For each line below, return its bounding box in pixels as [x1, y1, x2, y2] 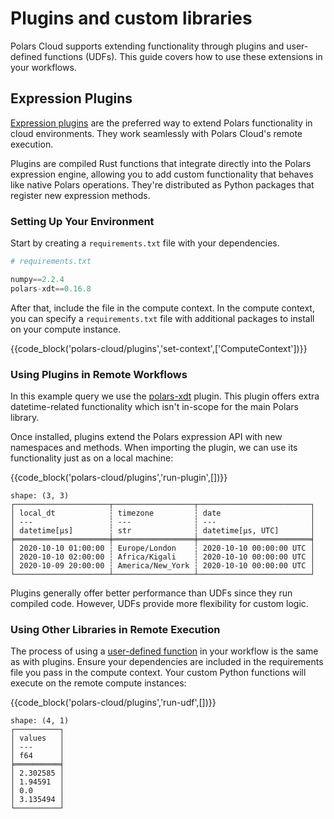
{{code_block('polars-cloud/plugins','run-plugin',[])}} [10, 471, 228, 483]
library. [10, 411, 40, 423]
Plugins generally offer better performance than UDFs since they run [10, 587, 293, 599]
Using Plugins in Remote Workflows [10, 367, 188, 381]
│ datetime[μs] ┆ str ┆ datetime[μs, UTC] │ [10, 525, 315, 536]
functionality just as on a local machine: [10, 452, 174, 464]
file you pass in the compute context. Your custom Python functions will [10, 667, 307, 679]
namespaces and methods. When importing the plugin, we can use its [10, 441, 298, 453]
